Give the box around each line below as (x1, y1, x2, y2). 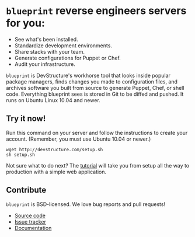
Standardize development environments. (14, 42, 113, 49)
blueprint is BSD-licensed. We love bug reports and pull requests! (6, 200, 165, 208)
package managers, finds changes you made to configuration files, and (6, 78, 178, 85)
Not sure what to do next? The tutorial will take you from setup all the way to (6, 162, 190, 169)
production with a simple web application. (6, 168, 107, 175)
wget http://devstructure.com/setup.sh (6, 147, 103, 152)
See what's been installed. (14, 36, 78, 43)
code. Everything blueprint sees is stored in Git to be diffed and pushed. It (6, 90, 184, 97)
